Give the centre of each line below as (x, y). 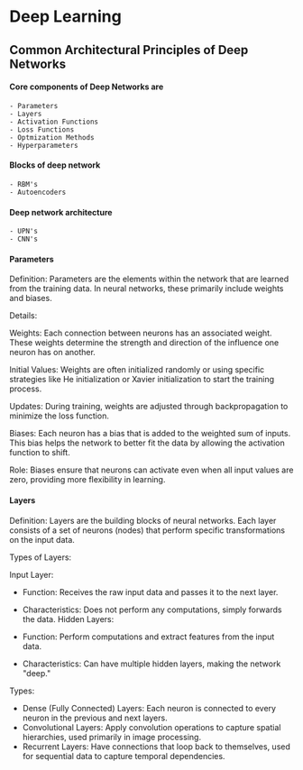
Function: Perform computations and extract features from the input (148, 637)
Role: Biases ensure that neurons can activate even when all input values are (151, 470)
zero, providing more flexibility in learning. (87, 480)
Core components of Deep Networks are (87, 87)
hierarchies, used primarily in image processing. (111, 737)
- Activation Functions (54, 122)
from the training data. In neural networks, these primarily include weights (147, 289)
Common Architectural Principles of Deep (129, 50)
